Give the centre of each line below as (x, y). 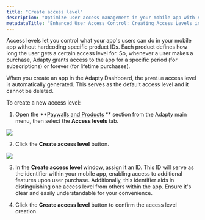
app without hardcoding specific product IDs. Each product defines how (97, 47)
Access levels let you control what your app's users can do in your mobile (99, 41)
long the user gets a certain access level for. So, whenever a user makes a (100, 53)
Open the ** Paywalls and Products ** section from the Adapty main (101, 115)
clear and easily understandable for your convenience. (84, 193)
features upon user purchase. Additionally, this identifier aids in (95, 180)
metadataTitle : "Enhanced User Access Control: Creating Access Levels (99, 23)
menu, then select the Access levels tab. (67, 121)
